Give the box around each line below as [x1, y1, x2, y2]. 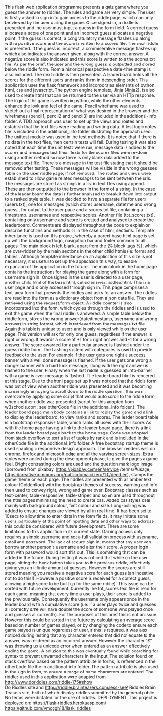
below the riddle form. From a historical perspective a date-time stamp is [5, 66, 151, 72]
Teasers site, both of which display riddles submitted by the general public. [5, 690, 156, 695]
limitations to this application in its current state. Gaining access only [5, 529, 143, 534]
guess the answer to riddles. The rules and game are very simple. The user [5, 9, 156, 15]
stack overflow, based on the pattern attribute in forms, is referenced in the [5, 658, 156, 664]
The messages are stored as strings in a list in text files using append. [5, 181, 145, 186]
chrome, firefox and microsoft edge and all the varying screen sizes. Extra [5, 451, 153, 456]
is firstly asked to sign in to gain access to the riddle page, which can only [5, 15, 153, 20]
